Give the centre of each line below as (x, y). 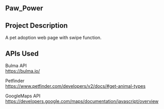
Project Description (37, 25)
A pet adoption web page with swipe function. (53, 38)
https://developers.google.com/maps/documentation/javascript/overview (82, 101)
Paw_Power (24, 8)
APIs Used (22, 53)
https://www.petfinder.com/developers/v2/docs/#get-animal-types (75, 86)
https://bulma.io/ (23, 71)
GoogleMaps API (23, 96)
